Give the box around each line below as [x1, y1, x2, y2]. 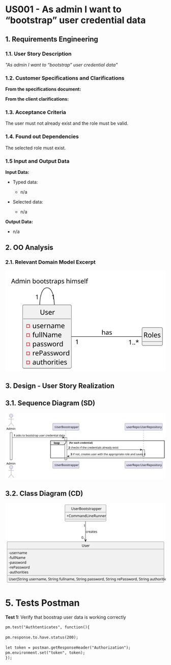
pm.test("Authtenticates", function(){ [5, 625, 90, 630]
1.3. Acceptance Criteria [5, 109, 66, 116]
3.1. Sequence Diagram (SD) [5, 399, 96, 407]
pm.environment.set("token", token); [5, 650, 85, 655]
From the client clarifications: [5, 96, 69, 102]
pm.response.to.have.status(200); [5, 635, 79, 640]
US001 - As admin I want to [5, 4, 122, 15]
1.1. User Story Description [5, 50, 72, 57]
